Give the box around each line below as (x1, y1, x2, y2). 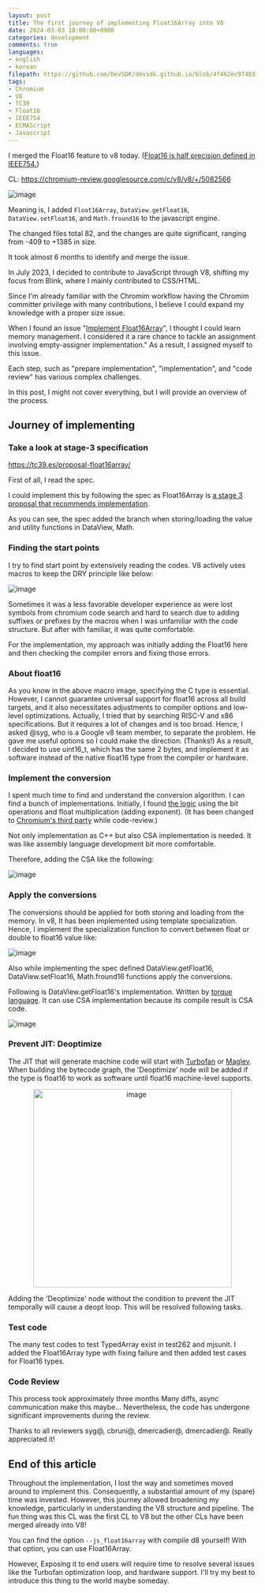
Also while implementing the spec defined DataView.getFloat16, (8, 963, 215, 973)
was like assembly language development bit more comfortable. (8, 840, 216, 849)
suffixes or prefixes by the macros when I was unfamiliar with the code (8, 616, 238, 626)
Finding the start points (8, 542, 100, 553)
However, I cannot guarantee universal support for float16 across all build (8, 694, 246, 703)
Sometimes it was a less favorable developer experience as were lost (8, 599, 233, 608)
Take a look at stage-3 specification (8, 442, 148, 453)
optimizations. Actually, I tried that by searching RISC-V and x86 (24, 711, 234, 720)
